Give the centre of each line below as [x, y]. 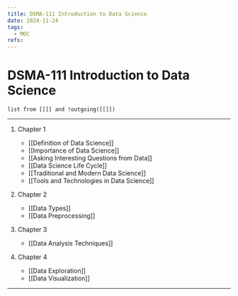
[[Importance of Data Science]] [74, 150]
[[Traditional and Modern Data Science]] [87, 173]
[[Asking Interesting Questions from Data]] [90, 158]
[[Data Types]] [49, 208]
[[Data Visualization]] [59, 278]
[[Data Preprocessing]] [62, 216]
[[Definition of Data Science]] [71, 143]
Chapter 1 [32, 129]
